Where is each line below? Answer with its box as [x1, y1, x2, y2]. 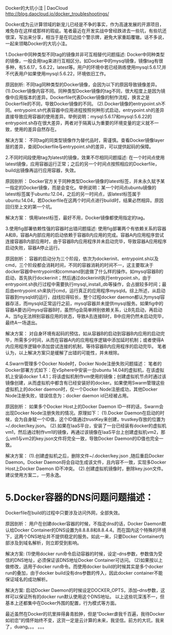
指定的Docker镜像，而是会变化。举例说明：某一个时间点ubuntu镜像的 [9, 184, 157, 190]
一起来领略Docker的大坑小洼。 [5, 40, 70, 47]
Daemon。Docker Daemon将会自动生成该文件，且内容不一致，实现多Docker [5, 459, 166, 465]
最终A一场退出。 [5, 320, 40, 326]
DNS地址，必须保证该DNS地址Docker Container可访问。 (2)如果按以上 [14, 557, 163, 563]
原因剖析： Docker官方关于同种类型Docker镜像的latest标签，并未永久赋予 [5, 178, 161, 184]
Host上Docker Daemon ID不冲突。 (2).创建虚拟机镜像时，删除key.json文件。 [5, 465, 166, 472]
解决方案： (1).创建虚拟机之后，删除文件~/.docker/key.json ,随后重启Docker [5, 453, 164, 459]
